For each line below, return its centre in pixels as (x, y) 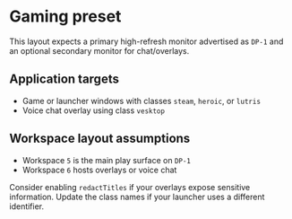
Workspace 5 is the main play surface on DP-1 (106, 160)
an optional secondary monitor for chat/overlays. (99, 50)
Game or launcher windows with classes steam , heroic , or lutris (142, 101)
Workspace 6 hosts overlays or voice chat (99, 170)
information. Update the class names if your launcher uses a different (137, 197)
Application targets (64, 79)
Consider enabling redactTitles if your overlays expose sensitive (130, 187)
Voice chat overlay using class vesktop (94, 110)
